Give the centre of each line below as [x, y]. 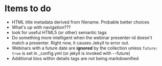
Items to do [28, 9]
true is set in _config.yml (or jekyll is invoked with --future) [71, 53]
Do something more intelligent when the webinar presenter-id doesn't [82, 38]
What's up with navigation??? [41, 27]
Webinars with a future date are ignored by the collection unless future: [85, 48]
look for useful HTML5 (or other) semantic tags [59, 32]
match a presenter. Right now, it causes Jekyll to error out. [70, 43]
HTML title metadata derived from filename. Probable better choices [81, 22]
